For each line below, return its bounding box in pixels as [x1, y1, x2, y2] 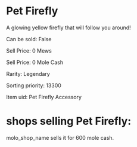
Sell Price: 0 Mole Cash [6, 59, 64, 66]
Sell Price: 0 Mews [6, 47, 52, 54]
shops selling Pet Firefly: [6, 115, 132, 128]
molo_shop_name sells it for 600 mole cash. [6, 134, 114, 141]
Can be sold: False [6, 35, 52, 42]
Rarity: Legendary [6, 70, 51, 77]
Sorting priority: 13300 [6, 82, 61, 89]
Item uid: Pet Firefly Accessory [6, 93, 82, 100]
